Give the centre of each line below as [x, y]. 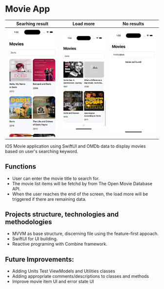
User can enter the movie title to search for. [56, 178]
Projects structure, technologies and [62, 214]
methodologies [29, 222]
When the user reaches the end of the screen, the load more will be [80, 194]
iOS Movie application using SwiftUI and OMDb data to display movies [75, 146]
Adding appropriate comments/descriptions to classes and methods [81, 276]
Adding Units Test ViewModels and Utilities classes [64, 271]
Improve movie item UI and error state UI [53, 282]
